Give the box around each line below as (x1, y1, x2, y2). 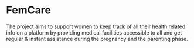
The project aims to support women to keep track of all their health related (6, 23, 186, 30)
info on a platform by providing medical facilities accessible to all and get (6, 29, 182, 36)
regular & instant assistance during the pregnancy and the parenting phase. (6, 35, 189, 42)
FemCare (6, 4, 52, 17)
